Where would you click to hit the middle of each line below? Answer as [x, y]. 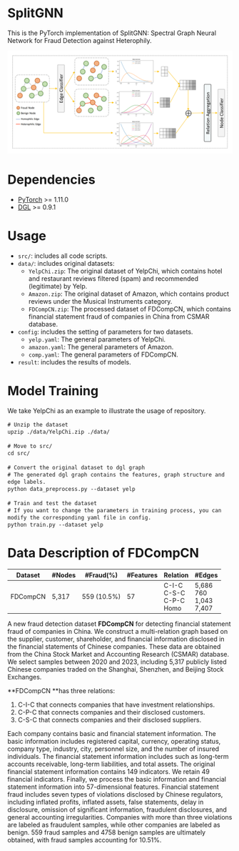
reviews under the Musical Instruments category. [100, 302]
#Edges [207, 575]
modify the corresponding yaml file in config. [80, 518]
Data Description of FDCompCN [103, 553]
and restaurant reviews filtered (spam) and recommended [113, 279]
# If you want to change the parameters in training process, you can [115, 511]
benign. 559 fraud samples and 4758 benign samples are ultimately [106, 832]
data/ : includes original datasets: [66, 264]
